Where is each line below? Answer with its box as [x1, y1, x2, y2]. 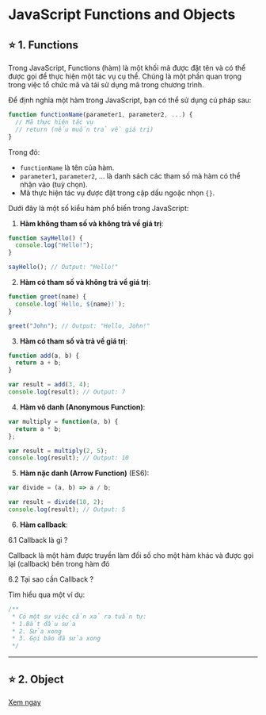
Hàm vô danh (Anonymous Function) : [19, 402, 146, 412]
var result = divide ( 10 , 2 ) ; [8, 498, 104, 506]
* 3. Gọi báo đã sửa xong [11, 635, 101, 643]
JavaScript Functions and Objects [8, 6, 236, 24]
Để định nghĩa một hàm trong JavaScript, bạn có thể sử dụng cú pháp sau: [8, 95, 252, 105]
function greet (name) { [8, 293, 87, 301]
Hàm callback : [19, 520, 69, 529]
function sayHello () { [8, 234, 83, 242]
